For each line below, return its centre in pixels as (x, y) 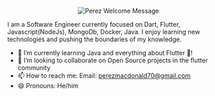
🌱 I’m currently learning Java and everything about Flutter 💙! (105, 53)
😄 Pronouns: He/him (48, 85)
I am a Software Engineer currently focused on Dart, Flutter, (94, 24)
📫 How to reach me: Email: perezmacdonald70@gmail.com (104, 76)
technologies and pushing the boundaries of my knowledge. (94, 39)
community (34, 68)
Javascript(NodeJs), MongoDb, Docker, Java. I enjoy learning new (104, 32)
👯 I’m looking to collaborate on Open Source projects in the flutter (112, 60)
